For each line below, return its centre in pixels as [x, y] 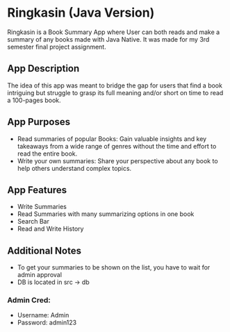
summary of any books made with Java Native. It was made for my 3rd [108, 39]
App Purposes [39, 122]
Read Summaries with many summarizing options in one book [106, 214]
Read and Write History [50, 229]
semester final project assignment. [57, 47]
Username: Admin [43, 315]
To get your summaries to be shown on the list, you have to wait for [114, 267]
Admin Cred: [29, 300]
